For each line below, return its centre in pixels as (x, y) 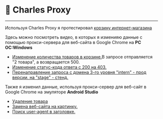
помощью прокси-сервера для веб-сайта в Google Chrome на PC (73, 42)
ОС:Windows (19, 47)
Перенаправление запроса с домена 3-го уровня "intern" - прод (79, 72)
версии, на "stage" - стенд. (40, 77)
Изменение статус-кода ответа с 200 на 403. (59, 67)
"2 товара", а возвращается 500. (46, 62)
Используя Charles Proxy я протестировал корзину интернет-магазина (79, 28)
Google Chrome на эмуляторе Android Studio (52, 92)
